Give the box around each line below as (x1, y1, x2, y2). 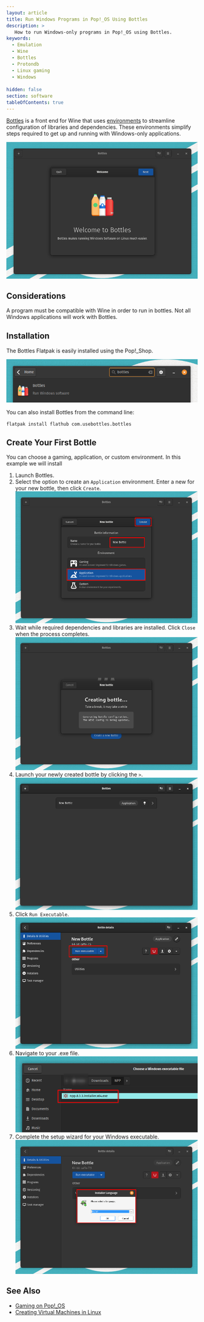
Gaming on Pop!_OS (15, 1302, 66, 1309)
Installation (6, 331, 50, 341)
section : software (6, 93, 53, 100)
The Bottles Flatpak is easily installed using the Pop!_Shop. (6, 347, 154, 354)
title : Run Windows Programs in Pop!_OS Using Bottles (6, 16, 148, 22)
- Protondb (12, 61, 39, 67)
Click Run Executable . (15, 911, 69, 918)
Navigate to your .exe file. (15, 1050, 80, 1057)
